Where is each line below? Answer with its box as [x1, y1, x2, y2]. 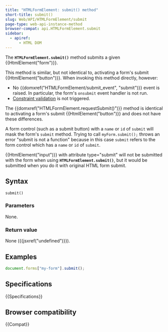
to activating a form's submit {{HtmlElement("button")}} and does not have [5, 110, 161, 116]
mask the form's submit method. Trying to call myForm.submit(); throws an [5, 131, 160, 137]
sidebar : [5, 31, 24, 36]
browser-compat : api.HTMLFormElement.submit [5, 26, 101, 31]
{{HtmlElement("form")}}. [5, 59, 58, 66]
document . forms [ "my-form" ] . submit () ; [5, 266, 85, 271]
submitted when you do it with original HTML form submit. [5, 162, 127, 169]
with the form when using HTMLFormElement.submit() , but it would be [5, 157, 148, 163]
